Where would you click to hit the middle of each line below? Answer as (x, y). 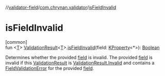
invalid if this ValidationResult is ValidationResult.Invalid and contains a (80, 63)
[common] (16, 42)
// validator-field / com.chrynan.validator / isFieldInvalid (61, 7)
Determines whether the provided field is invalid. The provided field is (79, 57)
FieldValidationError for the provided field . (50, 68)
